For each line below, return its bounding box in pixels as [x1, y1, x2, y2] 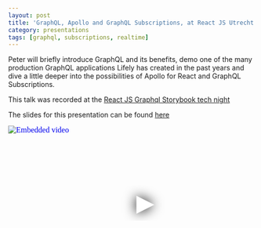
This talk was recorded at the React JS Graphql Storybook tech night [8, 95, 230, 104]
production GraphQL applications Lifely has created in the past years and [8, 63, 245, 73]
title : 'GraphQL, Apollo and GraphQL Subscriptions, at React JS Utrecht [8, 19, 255, 27]
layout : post [8, 11, 51, 20]
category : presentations [8, 26, 89, 34]
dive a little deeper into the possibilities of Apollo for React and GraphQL [8, 71, 241, 81]
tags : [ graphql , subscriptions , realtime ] [8, 33, 149, 42]
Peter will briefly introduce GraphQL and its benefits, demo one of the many [8, 55, 252, 64]
